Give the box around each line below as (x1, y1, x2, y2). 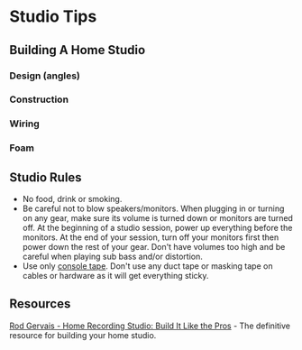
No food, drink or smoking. (22, 194, 123, 205)
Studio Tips (9, 6, 97, 27)
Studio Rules (9, 170, 83, 185)
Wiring (9, 117, 41, 130)
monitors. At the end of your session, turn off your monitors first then (22, 232, 279, 243)
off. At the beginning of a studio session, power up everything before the (22, 223, 293, 234)
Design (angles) (9, 69, 81, 82)
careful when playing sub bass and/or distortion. (22, 251, 203, 262)
